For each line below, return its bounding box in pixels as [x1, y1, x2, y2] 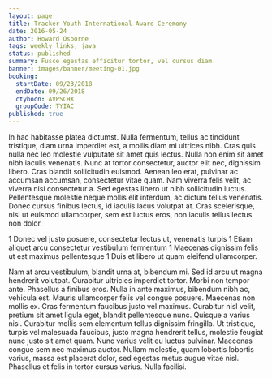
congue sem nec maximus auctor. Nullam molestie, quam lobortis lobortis [8, 345, 254, 354]
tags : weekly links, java [8, 42, 96, 50]
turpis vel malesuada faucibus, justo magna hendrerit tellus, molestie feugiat [8, 328, 264, 337]
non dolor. [8, 218, 43, 228]
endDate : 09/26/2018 [15, 87, 85, 96]
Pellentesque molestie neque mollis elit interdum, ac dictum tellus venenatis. [8, 192, 264, 202]
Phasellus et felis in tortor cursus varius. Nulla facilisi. [8, 362, 187, 372]
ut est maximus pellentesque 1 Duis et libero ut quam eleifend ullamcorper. [8, 251, 257, 260]
